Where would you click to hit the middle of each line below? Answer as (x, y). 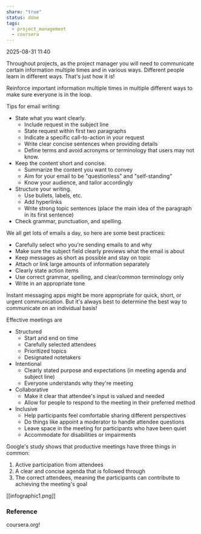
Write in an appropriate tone (50, 283)
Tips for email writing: (33, 106)
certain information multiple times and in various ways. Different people (95, 70)
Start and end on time (51, 338)
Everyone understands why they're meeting (78, 384)
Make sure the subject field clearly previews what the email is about (100, 251)
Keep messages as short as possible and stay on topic (83, 258)
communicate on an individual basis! (52, 308)
